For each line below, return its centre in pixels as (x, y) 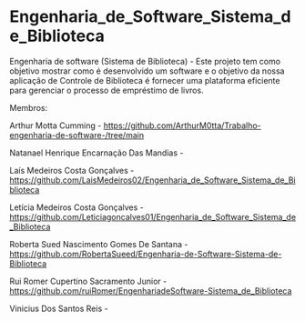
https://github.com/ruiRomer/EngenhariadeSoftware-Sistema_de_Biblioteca (151, 291)
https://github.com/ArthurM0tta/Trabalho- (182, 125)
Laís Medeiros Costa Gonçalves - (72, 170)
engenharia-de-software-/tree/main (76, 135)
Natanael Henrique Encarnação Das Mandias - (97, 153)
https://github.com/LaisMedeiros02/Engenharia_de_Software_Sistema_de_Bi (152, 180)
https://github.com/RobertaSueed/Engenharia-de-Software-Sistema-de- (146, 254)
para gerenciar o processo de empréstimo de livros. (107, 90)
